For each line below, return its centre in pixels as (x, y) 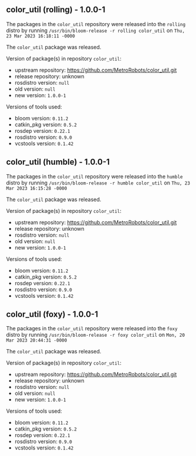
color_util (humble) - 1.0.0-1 (58, 162)
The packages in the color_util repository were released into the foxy (92, 329)
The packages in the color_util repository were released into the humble (94, 176)
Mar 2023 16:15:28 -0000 (37, 188)
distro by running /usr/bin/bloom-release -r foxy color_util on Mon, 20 (95, 335)
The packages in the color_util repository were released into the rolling (96, 24)
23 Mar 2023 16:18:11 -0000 (41, 36)
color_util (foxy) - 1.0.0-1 (52, 315)
